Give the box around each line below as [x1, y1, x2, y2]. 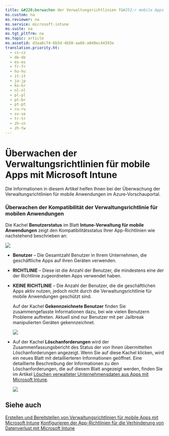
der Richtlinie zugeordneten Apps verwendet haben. [12, 272, 121, 278]
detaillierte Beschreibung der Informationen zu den [12, 360, 119, 366]
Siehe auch [5, 401, 41, 410]
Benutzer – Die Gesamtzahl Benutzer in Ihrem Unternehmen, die [12, 252, 147, 258]
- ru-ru [10, 107, 26, 112]
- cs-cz [10, 50, 26, 55]
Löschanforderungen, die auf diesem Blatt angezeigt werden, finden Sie [12, 365, 163, 371]
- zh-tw [10, 126, 26, 131]
